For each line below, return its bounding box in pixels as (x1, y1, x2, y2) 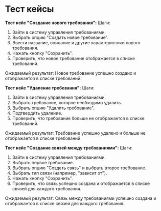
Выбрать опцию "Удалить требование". (12, 105, 95, 111)
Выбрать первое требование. (12, 159, 74, 165)
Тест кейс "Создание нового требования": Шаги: (5, 20, 111, 26)
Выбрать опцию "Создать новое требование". (12, 34, 109, 40)
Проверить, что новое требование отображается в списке (12, 55, 136, 61)
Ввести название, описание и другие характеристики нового (12, 39, 140, 45)
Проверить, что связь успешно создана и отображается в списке (12, 181, 150, 186)
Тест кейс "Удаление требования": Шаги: (5, 85, 94, 90)
